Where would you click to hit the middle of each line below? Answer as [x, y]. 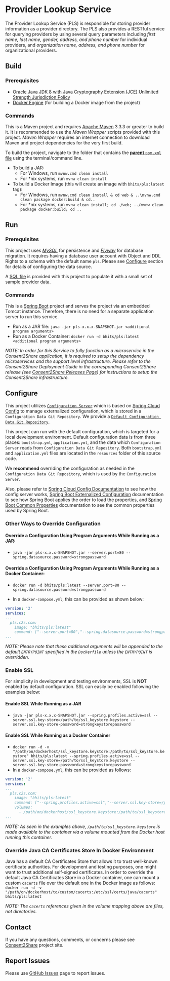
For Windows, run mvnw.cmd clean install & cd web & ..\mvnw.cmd [90, 195]
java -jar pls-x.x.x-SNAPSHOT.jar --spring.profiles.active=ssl [82, 715]
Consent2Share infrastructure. [37, 377]
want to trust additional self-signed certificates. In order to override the [79, 872]
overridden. [17, 657]
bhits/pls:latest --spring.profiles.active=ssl [82, 756]
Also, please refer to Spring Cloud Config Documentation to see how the [81, 489]
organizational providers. [31, 50]
